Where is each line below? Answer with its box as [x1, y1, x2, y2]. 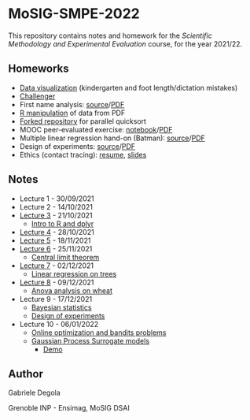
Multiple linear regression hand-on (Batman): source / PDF [19, 133, 206, 143]
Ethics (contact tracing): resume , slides [19, 150, 147, 159]
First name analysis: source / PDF [19, 99, 125, 109]
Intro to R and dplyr [31, 218, 94, 229]
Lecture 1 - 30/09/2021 [19, 194, 94, 203]
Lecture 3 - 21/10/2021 [19, 210, 93, 220]
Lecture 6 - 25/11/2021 [19, 243, 93, 253]
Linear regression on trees [31, 269, 117, 278]
